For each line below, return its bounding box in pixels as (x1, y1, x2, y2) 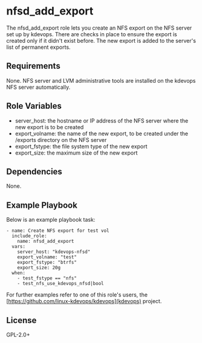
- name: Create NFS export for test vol (6, 228, 110, 234)
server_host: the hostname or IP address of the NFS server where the (15, 117, 189, 124)
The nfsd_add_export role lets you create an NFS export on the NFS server (6, 24, 192, 31)
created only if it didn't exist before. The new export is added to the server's (6, 37, 197, 44)
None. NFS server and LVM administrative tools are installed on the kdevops (6, 77, 196, 84)
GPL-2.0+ (6, 331, 30, 338)
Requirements (6, 61, 60, 71)
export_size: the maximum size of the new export (15, 149, 138, 156)
